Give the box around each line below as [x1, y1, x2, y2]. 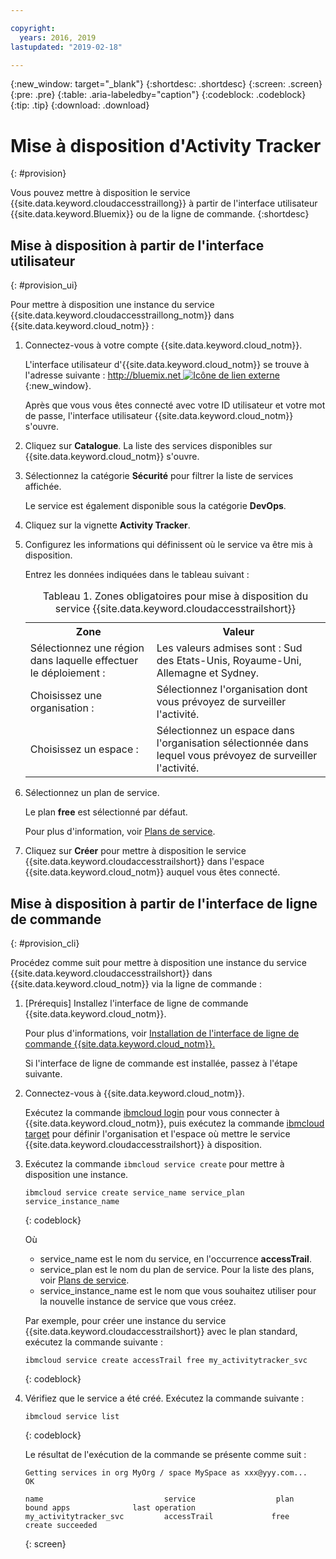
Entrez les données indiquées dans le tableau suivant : [24, 569, 250, 581]
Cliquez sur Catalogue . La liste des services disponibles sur [24, 440, 273, 452]
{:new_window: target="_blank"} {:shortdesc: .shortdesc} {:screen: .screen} [10, 78, 323, 90]
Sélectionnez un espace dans [156, 724, 295, 738]
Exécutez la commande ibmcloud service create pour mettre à [24, 1157, 285, 1170]
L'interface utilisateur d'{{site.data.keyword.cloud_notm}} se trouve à [24, 359, 310, 371]
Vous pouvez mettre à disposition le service [10, 187, 191, 199]
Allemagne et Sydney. [156, 666, 260, 680]
